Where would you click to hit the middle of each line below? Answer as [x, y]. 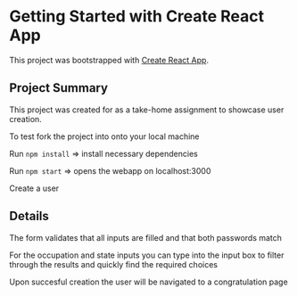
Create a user [34, 188]
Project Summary [59, 88]
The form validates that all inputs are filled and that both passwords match [146, 237]
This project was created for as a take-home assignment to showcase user [147, 110]
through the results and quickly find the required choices [114, 264]
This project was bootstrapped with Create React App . [109, 60]
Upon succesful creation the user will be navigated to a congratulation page [148, 282]
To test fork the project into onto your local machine [104, 136]
